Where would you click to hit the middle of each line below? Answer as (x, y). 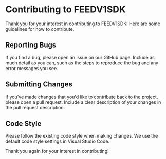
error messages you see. (32, 68)
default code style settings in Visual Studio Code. (58, 141)
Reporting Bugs (31, 45)
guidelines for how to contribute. (40, 29)
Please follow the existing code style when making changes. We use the (82, 136)
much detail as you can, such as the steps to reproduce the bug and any (82, 63)
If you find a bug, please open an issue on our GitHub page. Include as (80, 57)
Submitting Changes (39, 85)
